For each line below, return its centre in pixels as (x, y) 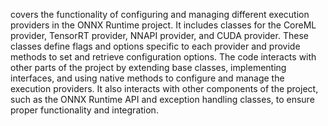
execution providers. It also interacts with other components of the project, (164, 88)
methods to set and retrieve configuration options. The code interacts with (163, 57)
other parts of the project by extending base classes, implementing (148, 67)
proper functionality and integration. (84, 110)
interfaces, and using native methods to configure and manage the (147, 78)
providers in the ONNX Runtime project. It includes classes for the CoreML (163, 25)
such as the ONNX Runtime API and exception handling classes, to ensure (162, 99)
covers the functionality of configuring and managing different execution (160, 14)
